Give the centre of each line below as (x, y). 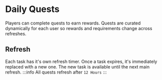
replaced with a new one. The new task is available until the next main (77, 66)
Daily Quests (32, 9)
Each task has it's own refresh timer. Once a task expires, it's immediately (81, 61)
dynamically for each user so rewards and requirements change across (79, 28)
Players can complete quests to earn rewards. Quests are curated (73, 23)
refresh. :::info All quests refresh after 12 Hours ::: (56, 72)
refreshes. (16, 33)
